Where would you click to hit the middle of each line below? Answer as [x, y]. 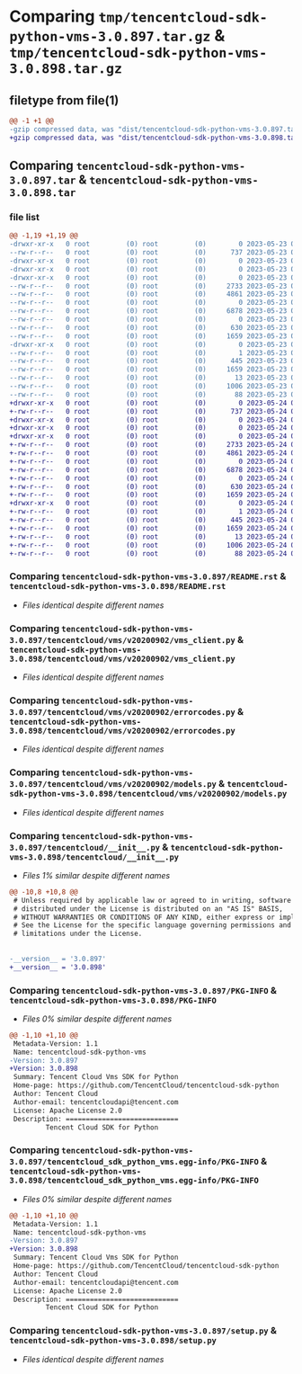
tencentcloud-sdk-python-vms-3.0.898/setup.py [113, 1341]
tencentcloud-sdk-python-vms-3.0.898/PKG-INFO [113, 1000]
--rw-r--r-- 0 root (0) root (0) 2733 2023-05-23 [148, 286]
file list [25, 217]
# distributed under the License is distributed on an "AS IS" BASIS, [148, 909]
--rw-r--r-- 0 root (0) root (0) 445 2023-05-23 [148, 361]
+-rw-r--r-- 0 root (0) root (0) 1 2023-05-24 [148, 512]
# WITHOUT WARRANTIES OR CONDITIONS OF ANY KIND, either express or [144, 917]
